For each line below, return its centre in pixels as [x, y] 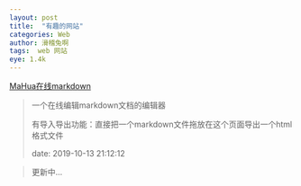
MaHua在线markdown [50, 86]
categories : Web [40, 34]
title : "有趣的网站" [46, 26]
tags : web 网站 [38, 51]
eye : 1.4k [28, 59]
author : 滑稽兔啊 [39, 43]
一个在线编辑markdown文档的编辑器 [99, 105]
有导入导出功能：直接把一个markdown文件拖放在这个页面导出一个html [162, 124]
